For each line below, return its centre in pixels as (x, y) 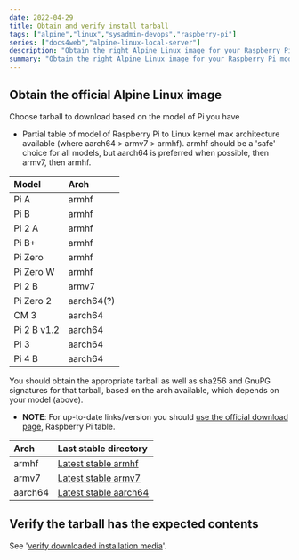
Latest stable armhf (98, 463)
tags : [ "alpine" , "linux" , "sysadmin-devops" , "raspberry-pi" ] (123, 34)
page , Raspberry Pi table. (69, 426)
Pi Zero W (34, 271)
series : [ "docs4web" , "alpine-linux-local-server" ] (105, 42)
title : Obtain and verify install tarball (89, 26)
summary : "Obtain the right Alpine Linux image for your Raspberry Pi (143, 59)
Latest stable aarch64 (103, 492)
